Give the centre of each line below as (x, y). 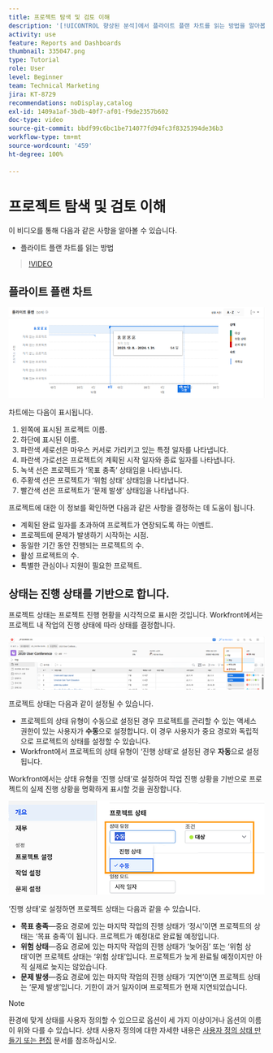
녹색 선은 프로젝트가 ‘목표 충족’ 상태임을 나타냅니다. (101, 470)
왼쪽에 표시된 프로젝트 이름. (64, 430)
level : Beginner (36, 77)
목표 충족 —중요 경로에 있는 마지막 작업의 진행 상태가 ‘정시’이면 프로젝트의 (136, 925)
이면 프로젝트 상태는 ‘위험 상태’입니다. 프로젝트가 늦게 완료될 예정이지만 (141, 956)
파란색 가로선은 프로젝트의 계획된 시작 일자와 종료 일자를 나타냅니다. (128, 460)
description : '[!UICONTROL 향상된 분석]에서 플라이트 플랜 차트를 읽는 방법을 (127, 26)
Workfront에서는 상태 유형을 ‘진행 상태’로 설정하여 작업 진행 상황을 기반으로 (128, 778)
